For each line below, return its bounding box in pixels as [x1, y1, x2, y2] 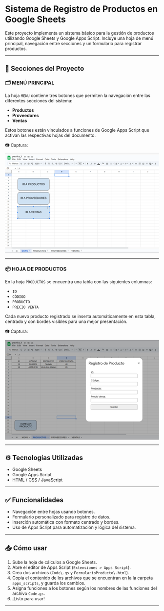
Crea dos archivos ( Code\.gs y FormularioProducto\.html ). [12, 570, 129, 576]
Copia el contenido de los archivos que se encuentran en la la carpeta [12, 575, 153, 581]
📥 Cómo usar [5, 544, 47, 552]
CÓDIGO [12, 294, 26, 299]
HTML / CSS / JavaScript [12, 477, 63, 483]
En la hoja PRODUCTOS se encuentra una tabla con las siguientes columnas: [5, 278, 152, 285]
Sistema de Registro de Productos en [5, 3, 158, 15]
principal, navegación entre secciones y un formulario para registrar [5, 40, 142, 46]
